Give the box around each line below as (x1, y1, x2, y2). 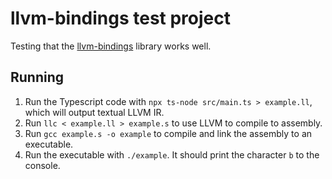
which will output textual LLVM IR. (24, 106, 165, 118)
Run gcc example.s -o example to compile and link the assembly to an (24, 127, 313, 139)
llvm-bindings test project (10, 7, 232, 30)
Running (10, 69, 65, 86)
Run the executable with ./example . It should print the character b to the (24, 148, 320, 161)
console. (24, 159, 61, 171)
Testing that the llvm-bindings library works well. (10, 40, 212, 52)
